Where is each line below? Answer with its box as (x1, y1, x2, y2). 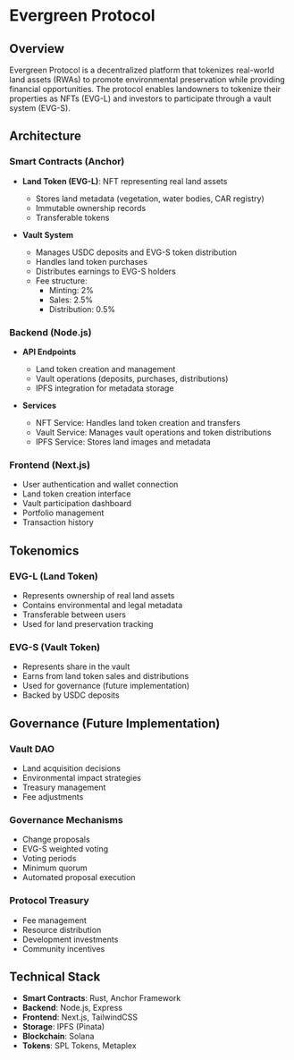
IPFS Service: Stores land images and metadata (35, 436, 211, 447)
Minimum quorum (21, 862, 88, 873)
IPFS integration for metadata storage (35, 382, 174, 394)
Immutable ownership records (35, 202, 147, 213)
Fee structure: (35, 275, 88, 286)
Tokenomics (9, 543, 80, 558)
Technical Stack (9, 969, 101, 984)
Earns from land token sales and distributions (21, 671, 189, 682)
